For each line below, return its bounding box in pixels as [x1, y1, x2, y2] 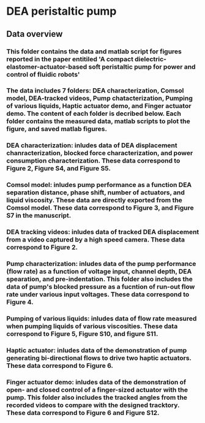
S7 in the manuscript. [6, 211, 72, 220]
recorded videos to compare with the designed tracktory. [6, 400, 180, 409]
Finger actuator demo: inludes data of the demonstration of [6, 378, 187, 386]
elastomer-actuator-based [6, 63, 88, 71]
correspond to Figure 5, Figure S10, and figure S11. [6, 330, 158, 338]
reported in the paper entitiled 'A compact [6, 55, 133, 63]
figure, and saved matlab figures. [6, 124, 107, 133]
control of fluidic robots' [6, 70, 80, 78]
